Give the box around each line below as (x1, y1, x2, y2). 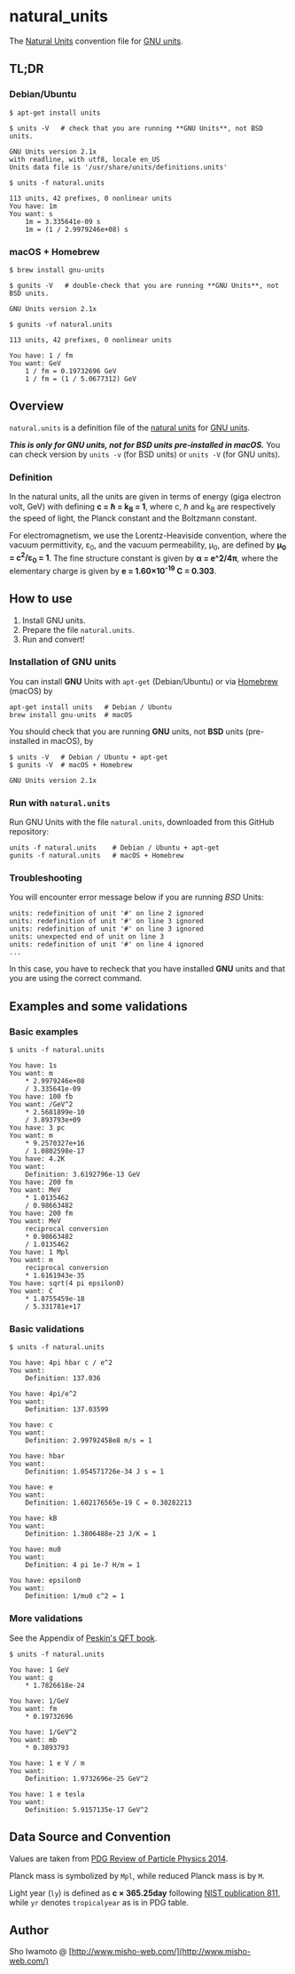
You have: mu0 (9, 1545, 62, 1554)
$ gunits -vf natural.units (9, 320, 113, 329)
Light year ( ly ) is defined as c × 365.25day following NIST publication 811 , (9, 1887, 281, 1898)
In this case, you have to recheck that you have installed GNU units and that (9, 963, 286, 974)
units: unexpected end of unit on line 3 (9, 932, 165, 941)
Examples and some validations (9, 998, 188, 1014)
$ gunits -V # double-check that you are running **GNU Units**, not (9, 281, 279, 290)
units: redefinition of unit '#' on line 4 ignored (9, 940, 204, 949)
